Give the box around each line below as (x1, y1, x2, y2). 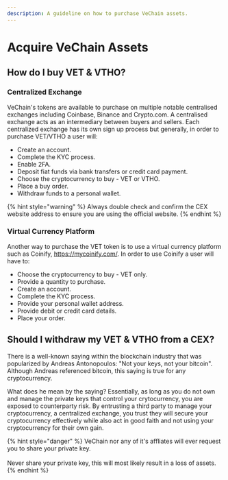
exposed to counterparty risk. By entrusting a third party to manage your (7, 402, 212, 410)
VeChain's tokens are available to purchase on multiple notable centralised (7, 103, 218, 111)
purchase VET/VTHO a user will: (7, 132, 98, 141)
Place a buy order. (16, 182, 69, 190)
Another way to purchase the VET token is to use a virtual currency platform (7, 242, 221, 250)
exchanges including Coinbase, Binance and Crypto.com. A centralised (7, 110, 208, 119)
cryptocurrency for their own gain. (7, 423, 104, 432)
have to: (7, 256, 30, 265)
